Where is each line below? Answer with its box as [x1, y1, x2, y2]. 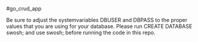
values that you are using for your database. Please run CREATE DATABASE [6, 23, 193, 30]
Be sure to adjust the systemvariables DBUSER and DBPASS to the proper [6, 17, 188, 23]
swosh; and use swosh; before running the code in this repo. [6, 29, 156, 36]
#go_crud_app [6, 5, 42, 12]
